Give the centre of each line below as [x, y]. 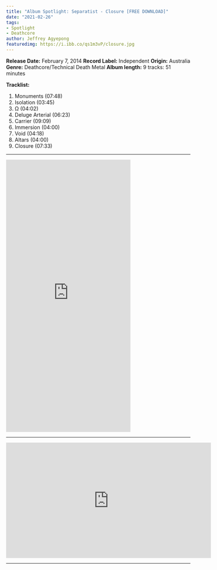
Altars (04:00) [31, 140]
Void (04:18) [29, 133]
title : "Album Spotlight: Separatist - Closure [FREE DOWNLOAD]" [87, 11]
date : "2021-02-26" [30, 17]
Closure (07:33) [33, 146]
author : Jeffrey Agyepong [37, 39]
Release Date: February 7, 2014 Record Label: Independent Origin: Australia [98, 61]
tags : [13, 22]
